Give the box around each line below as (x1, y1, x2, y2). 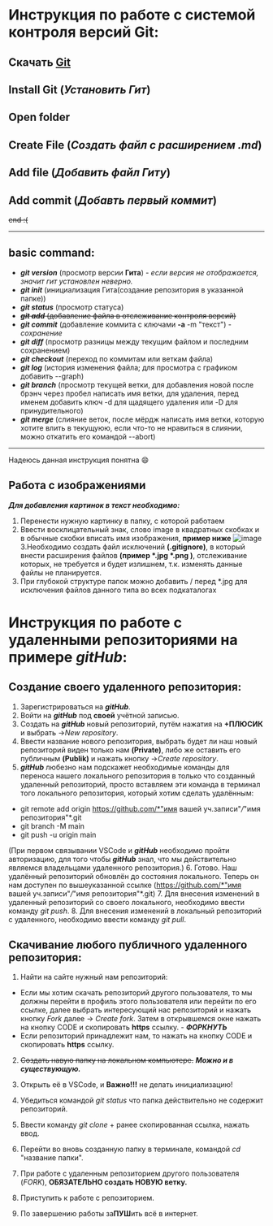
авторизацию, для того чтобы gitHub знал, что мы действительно (8, 854, 237, 864)
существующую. (19, 1064, 81, 1074)
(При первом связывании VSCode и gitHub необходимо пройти (8, 845, 230, 855)
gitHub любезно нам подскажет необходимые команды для (19, 762, 230, 772)
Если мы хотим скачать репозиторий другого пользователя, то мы (19, 988, 253, 998)
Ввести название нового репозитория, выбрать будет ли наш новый (19, 736, 258, 746)
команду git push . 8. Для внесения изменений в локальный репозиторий (8, 906, 262, 916)
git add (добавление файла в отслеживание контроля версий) (19, 310, 236, 320)
